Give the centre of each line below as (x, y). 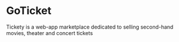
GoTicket (29, 11)
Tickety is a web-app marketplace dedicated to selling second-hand (90, 27)
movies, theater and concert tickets (50, 33)
